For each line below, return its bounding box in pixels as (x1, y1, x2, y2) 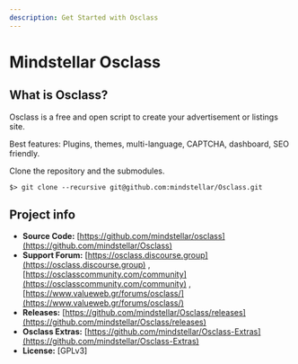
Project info (9, 208, 76, 223)
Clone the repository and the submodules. (9, 165, 165, 176)
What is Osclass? (9, 87, 109, 103)
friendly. (9, 147, 40, 158)
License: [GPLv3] (22, 345, 88, 356)
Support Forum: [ (22, 250, 88, 261)
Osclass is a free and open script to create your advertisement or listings (9, 111, 278, 122)
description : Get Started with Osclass (9, 13, 159, 22)
